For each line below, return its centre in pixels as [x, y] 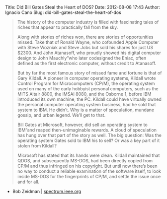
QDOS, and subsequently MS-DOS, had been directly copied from [85, 161]
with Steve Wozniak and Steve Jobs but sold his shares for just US [85, 47]
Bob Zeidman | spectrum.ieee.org [47, 191]
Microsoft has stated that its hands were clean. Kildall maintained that [88, 155]
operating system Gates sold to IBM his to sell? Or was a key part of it [88, 140]
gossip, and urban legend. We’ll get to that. [61, 115]
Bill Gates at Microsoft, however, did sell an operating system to [82, 125]
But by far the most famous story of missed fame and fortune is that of [89, 73]
